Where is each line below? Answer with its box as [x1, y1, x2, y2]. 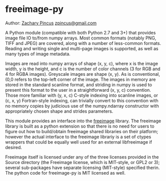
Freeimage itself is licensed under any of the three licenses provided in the [5, 154, 159, 160]
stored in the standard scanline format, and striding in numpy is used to [5, 81, 152, 88]
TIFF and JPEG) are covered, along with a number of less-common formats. [5, 40, 161, 46]
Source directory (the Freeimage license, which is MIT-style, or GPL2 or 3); [5, 159, 160, 165]
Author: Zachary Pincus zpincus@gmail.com [5, 20, 97, 26]
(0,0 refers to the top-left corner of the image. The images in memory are [5, 76, 156, 82]
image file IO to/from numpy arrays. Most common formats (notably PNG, [5, 35, 156, 41]
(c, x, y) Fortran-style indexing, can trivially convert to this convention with [5, 97, 158, 103]
